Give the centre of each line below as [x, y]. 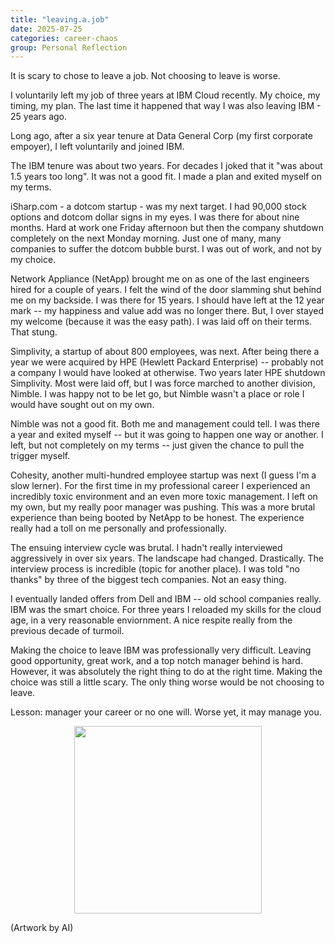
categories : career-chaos [64, 38]
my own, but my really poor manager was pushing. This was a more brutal [163, 507]
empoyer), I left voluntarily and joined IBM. [97, 147]
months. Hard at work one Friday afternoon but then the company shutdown [167, 228]
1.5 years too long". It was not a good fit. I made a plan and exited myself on [166, 177]
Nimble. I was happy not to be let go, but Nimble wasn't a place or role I [157, 394]
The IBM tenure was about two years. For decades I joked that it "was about [166, 166]
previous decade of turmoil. [67, 631]
